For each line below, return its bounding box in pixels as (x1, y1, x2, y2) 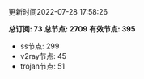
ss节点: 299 (19, 41, 60, 51)
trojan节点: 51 (19, 61, 66, 71)
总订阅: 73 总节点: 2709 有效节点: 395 (8, 24, 136, 34)
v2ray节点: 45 (19, 52, 67, 60)
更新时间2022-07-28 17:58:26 (8, 7, 108, 16)
